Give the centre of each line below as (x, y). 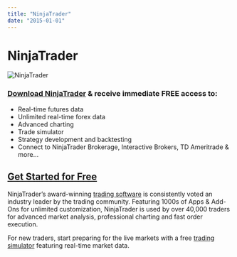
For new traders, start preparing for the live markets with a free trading (111, 238)
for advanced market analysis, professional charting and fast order (105, 217)
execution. (23, 224)
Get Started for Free (52, 177)
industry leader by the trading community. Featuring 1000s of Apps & (109, 201)
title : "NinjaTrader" (39, 14)
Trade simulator (41, 131)
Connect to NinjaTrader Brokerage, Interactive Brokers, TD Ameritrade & (123, 147)
